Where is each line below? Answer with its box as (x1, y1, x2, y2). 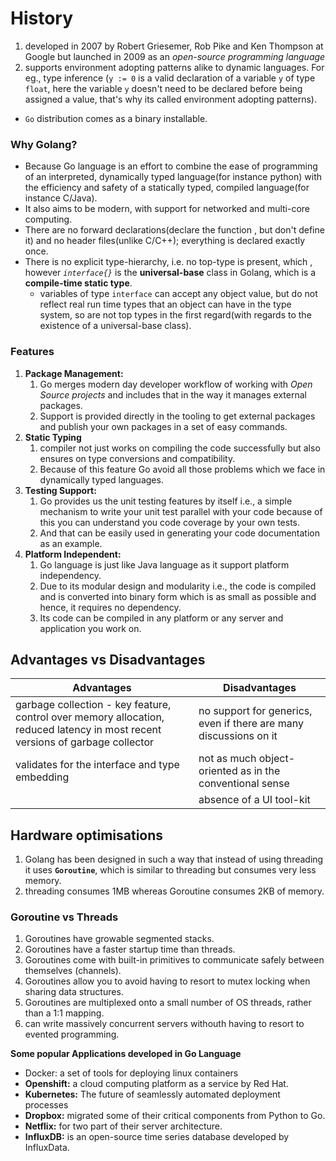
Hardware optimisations (10, 827, 164, 844)
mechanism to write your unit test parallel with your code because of (39, 505, 323, 517)
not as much (198, 752, 257, 766)
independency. (39, 569, 102, 581)
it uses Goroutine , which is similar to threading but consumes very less (24, 864, 317, 876)
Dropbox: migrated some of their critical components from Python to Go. (24, 1110, 326, 1122)
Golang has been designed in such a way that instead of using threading (24, 853, 324, 866)
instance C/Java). (24, 192, 98, 204)
